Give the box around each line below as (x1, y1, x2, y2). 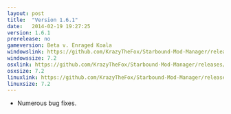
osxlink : (7, 61, 32, 68)
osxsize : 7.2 (7, 67, 45, 74)
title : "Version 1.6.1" (7, 16, 78, 23)
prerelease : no (7, 36, 51, 43)
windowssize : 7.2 (7, 55, 57, 62)
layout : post (7, 10, 45, 17)
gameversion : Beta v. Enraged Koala (7, 42, 112, 49)
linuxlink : (7, 73, 38, 81)
